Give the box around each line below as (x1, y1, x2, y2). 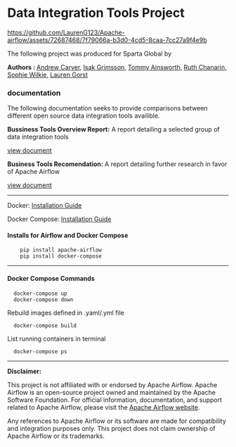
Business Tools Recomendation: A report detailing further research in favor (7, 160, 228, 168)
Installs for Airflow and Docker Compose (7, 231, 129, 239)
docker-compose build (13, 322, 77, 329)
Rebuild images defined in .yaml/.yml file (7, 308, 125, 317)
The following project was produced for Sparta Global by (7, 49, 172, 58)
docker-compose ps (13, 348, 68, 355)
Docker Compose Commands (7, 275, 95, 283)
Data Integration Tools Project (7, 5, 185, 21)
